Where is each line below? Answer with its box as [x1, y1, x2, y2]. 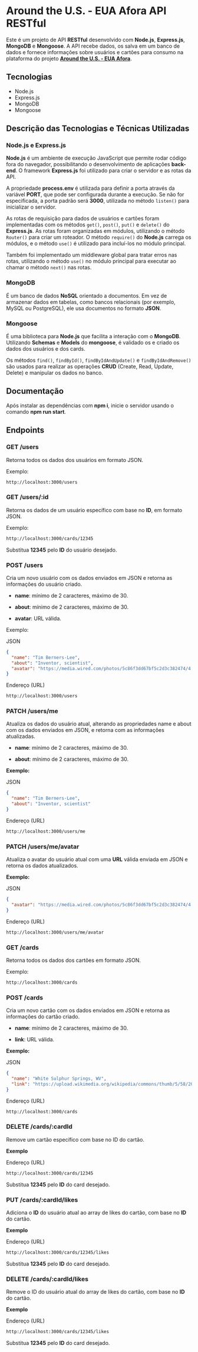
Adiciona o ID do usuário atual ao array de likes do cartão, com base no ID [6, 1209, 187, 1216]
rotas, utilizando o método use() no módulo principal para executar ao [6, 258, 177, 265]
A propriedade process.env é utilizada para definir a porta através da [6, 184, 175, 192]
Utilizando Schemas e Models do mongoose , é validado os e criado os [6, 339, 180, 346]
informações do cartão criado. [6, 1013, 80, 1020]
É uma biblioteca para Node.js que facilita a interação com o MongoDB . [6, 333, 181, 340]
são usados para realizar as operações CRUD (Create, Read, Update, [6, 363, 174, 370]
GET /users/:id [6, 493, 49, 502]
